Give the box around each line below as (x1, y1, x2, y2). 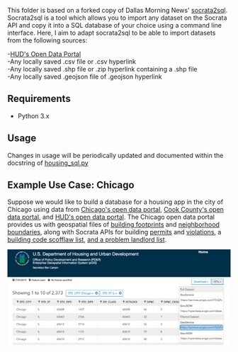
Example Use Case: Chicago (7, 179, 135, 191)
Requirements (7, 93, 71, 105)
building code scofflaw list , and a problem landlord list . (7, 235, 167, 244)
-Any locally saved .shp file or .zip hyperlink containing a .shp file (7, 65, 198, 73)
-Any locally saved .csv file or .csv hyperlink (7, 57, 137, 66)
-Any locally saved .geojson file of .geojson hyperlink (7, 72, 162, 81)
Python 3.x (17, 111, 50, 120)
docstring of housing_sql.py (7, 159, 89, 167)
